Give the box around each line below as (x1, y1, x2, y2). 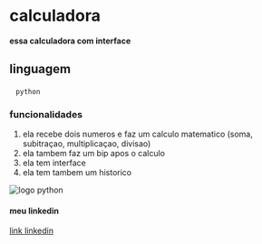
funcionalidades (9, 108, 83, 120)
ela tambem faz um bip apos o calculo (22, 148, 166, 159)
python (15, 87, 41, 96)
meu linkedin (9, 205, 59, 216)
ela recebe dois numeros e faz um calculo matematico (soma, (22, 128, 254, 140)
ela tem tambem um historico (22, 167, 132, 178)
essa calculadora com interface (9, 35, 131, 46)
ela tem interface (22, 157, 86, 168)
